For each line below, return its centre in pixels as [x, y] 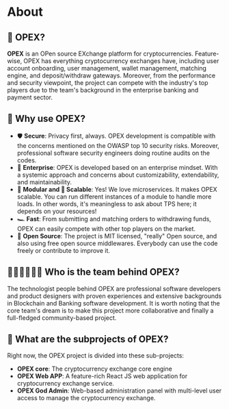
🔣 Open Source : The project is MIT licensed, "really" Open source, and [117, 236]
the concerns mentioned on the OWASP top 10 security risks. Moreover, [118, 145]
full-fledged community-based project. [62, 318]
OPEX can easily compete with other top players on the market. [106, 228]
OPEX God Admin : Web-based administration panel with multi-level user [119, 391]
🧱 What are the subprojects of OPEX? [88, 339]
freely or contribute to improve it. [64, 250]
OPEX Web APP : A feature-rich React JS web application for [102, 376]
